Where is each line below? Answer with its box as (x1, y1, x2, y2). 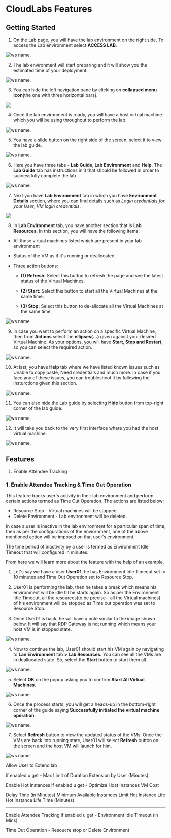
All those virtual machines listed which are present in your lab (13, 238, 142, 244)
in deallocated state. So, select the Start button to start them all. (13, 657, 148, 663)
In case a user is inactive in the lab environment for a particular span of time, (6, 523, 166, 529)
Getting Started (6, 23, 56, 32)
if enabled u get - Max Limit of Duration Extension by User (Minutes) (6, 772, 149, 779)
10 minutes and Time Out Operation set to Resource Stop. (13, 574, 133, 581)
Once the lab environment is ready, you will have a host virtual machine (13, 112, 162, 117)
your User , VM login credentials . (13, 203, 81, 209)
